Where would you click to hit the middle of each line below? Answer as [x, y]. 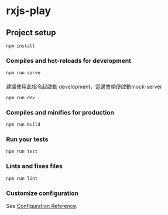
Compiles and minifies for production [60, 112]
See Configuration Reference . [42, 206]
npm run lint [22, 178]
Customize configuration [42, 193]
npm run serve [23, 73]
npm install [20, 46]
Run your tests [27, 139]
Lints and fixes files [35, 166]
